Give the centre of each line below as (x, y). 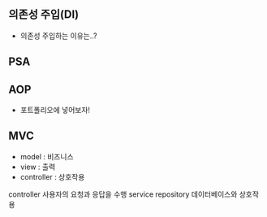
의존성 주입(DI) (44, 15)
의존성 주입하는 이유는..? (58, 36)
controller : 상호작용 (52, 176)
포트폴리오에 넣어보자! (55, 110)
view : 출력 (38, 167)
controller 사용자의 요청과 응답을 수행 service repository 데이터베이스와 (123, 194)
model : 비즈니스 (47, 156)
